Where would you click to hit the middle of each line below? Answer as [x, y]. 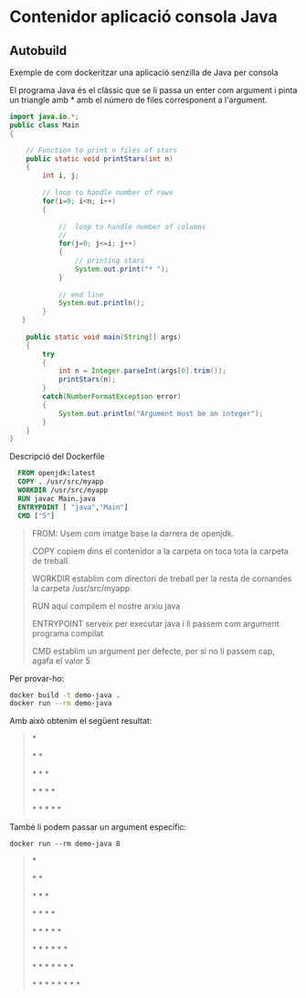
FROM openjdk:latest [57, 473]
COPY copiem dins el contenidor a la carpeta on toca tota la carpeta [160, 551]
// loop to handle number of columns [132, 227]
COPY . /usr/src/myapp [61, 482]
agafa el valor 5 [61, 661]
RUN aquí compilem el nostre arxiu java [106, 606]
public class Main [44, 125]
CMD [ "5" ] [36, 515]
